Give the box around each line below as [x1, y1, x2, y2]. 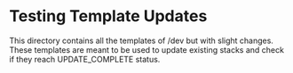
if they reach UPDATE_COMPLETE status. [9, 54, 161, 64]
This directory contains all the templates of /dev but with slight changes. [9, 35, 273, 46]
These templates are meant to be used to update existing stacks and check [9, 44, 284, 55]
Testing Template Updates [9, 6, 208, 26]
